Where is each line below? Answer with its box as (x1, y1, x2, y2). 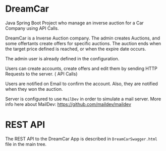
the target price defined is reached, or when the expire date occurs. (5, 46, 146, 52)
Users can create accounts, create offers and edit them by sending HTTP (5, 65, 158, 71)
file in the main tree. (5, 141, 47, 147)
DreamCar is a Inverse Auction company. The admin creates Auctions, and (5, 35, 160, 41)
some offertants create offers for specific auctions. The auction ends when (5, 40, 161, 46)
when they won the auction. (5, 86, 63, 92)
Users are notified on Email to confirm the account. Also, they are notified (5, 81, 158, 87)
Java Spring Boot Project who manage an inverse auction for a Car (5, 20, 144, 26)
